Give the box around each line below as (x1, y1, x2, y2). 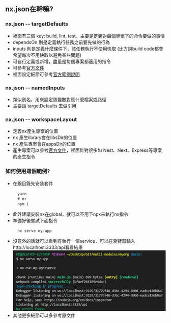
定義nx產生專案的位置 (12, 128, 59, 134)
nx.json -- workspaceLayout (5, 116, 77, 123)
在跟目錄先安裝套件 (12, 180, 53, 187)
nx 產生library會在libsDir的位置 (12, 134, 77, 141)
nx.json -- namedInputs (5, 84, 65, 91)
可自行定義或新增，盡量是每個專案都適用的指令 (12, 58, 111, 64)
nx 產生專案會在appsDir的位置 (12, 141, 76, 147)
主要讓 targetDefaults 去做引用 (12, 103, 77, 109)
